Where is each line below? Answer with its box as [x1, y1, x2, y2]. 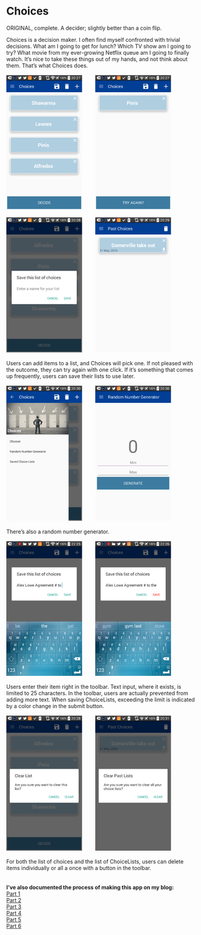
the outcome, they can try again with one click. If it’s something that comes [6, 366, 194, 374]
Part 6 [6, 922, 22, 930]
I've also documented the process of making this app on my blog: [6, 883, 174, 891]
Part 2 [6, 896, 22, 903]
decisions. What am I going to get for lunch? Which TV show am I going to [6, 42, 191, 50]
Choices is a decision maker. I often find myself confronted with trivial [6, 36, 180, 43]
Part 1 [6, 890, 21, 897]
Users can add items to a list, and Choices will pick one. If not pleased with [6, 360, 193, 367]
